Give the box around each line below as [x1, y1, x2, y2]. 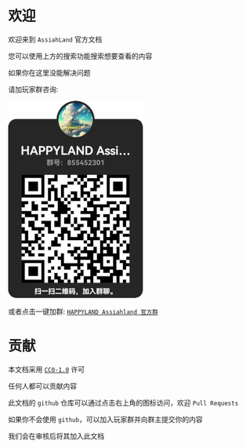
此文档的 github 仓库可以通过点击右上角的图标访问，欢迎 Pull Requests [8, 398, 239, 407]
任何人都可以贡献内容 [8, 381, 77, 391]
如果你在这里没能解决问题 [8, 67, 91, 77]
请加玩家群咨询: [8, 84, 59, 94]
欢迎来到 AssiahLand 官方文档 [8, 35, 103, 44]
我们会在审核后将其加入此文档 [8, 431, 104, 440]
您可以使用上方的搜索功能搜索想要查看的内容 [8, 51, 153, 60]
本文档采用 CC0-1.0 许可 [8, 364, 85, 373]
